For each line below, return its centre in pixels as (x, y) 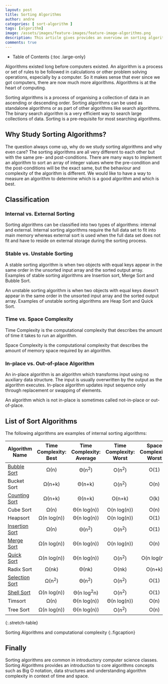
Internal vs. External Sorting (40, 213)
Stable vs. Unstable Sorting (39, 254)
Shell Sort (19, 592)
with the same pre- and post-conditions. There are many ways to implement (83, 157)
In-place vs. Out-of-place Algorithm (50, 363)
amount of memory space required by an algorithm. (58, 350)
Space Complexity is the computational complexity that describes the (77, 345)
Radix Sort (20, 569)
